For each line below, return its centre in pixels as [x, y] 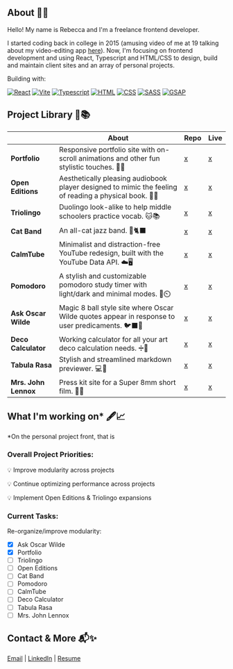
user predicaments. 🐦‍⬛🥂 [101, 325]
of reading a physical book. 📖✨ [109, 195]
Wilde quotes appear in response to [117, 316]
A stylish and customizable [103, 276]
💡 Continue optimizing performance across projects [81, 484]
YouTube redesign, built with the [111, 253]
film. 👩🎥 [71, 391]
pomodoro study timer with [103, 284]
